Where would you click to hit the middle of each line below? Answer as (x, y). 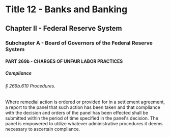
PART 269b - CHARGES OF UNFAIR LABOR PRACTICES (64, 61)
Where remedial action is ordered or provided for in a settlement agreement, (85, 102)
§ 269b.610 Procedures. (30, 86)
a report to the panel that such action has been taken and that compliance (83, 107)
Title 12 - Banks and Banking (66, 9)
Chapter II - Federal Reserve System (64, 28)
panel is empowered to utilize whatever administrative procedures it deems (84, 123)
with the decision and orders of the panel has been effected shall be (77, 112)
